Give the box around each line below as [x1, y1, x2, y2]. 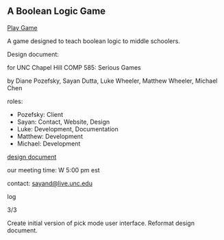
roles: [7, 97, 23, 105]
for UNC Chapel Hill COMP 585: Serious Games [7, 63, 142, 71]
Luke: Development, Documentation [16, 124, 119, 133]
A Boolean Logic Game [7, 5, 106, 17]
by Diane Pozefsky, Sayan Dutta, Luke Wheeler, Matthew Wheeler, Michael [7, 77, 218, 85]
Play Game [7, 23, 38, 31]
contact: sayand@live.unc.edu [7, 179, 92, 187]
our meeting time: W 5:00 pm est [7, 165, 101, 174]
